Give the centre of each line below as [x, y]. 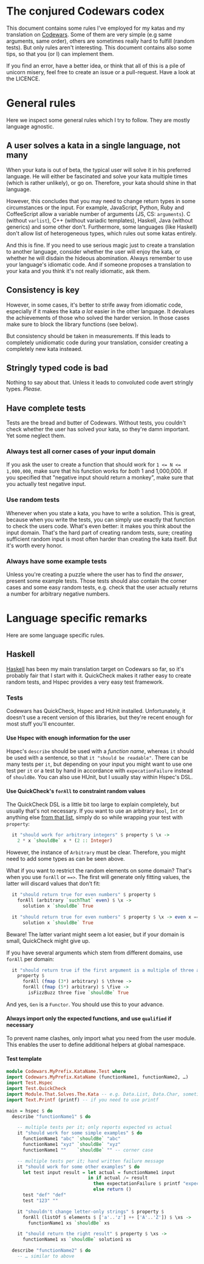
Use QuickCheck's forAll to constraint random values [76, 791]
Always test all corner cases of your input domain [81, 451]
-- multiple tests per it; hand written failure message [91, 1161]
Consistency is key [43, 290]
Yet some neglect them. [36, 436]
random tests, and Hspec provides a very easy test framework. [85, 682]
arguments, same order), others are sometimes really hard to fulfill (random [100, 41]
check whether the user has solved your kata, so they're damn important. [98, 429]
